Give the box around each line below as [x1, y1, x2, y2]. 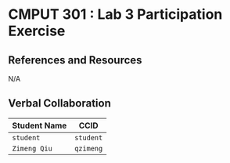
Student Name [12, 120, 67, 131]
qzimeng [74, 143, 103, 153]
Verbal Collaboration [8, 96, 111, 110]
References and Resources [8, 53, 142, 67]
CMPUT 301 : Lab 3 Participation [8, 5, 223, 24]
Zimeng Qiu [12, 143, 52, 153]
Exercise [8, 22, 66, 40]
